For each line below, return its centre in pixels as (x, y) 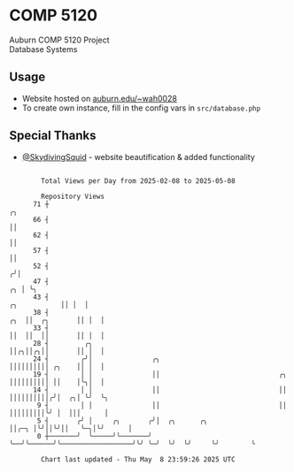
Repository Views (73, 196)
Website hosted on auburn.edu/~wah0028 (99, 98)
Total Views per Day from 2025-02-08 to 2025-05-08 (139, 181)
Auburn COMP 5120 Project (59, 40)
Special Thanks (53, 136)
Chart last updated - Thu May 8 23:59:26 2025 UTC (139, 459)
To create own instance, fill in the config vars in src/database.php (141, 108)
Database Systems (43, 49)
